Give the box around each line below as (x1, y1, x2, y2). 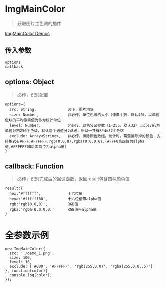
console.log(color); (9, 273, 52, 278)
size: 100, (9, 255, 32, 260)
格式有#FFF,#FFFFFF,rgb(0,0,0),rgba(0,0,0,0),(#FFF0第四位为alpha (8, 139, 145, 144)
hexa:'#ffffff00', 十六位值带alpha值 (9, 196, 101, 202)
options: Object (5, 78, 54, 86)
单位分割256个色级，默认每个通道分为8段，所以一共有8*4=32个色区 (5, 128, 124, 133)
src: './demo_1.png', (9, 251, 55, 256)
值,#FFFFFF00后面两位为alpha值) (5, 144, 67, 149)
